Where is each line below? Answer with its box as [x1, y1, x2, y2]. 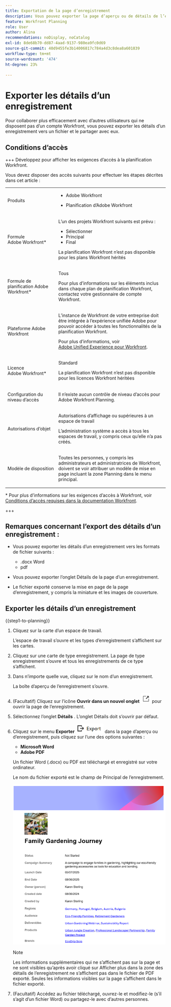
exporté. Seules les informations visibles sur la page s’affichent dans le [12, 975, 162, 982]
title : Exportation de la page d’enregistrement [5, 8, 110, 13]
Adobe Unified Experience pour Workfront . [58, 344, 148, 350]
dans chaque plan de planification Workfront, [58, 285, 153, 291]
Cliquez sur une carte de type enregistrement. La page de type [12, 652, 145, 659]
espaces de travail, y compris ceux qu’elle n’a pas [58, 433, 162, 439]
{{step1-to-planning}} [5, 618, 50, 624]
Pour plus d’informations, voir [58, 339, 120, 344]
